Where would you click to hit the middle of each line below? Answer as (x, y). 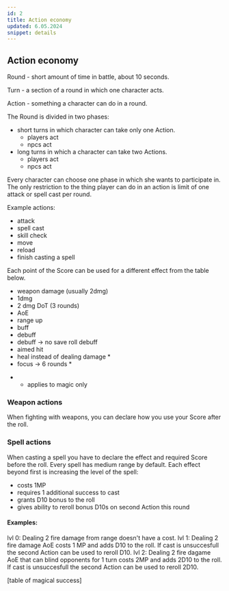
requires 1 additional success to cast (68, 492)
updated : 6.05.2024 (35, 26)
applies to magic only (57, 385)
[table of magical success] (44, 580)
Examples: (22, 522)
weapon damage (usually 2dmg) (63, 291)
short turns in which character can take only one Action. (96, 130)
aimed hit (30, 350)
